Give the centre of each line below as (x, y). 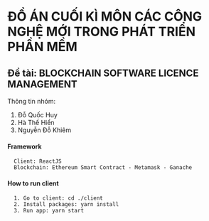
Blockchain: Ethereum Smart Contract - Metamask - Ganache (103, 168)
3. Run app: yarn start (49, 211)
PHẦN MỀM (43, 47)
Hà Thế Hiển (36, 123)
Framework (25, 146)
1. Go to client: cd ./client (58, 198)
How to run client (33, 183)
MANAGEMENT (42, 84)
